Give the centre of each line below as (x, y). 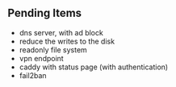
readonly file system (53, 50)
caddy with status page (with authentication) (94, 67)
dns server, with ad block (61, 32)
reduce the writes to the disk (67, 41)
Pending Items (45, 13)
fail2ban (33, 75)
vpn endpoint (41, 58)
